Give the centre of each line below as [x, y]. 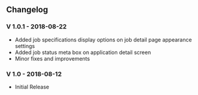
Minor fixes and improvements [52, 58]
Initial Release [32, 87]
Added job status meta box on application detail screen [83, 52]
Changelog [27, 10]
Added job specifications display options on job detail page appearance [103, 39]
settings [25, 46]
